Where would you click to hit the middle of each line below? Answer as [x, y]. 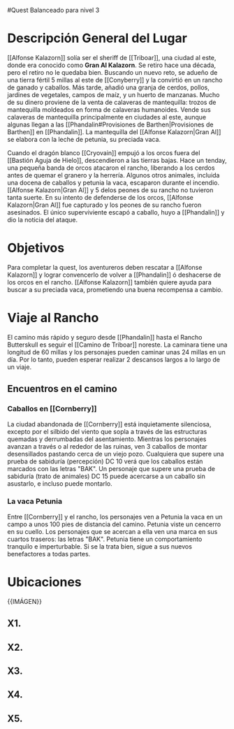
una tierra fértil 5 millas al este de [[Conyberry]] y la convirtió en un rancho [115, 80]
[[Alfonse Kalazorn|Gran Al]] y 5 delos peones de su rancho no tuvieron [110, 190]
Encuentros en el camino [62, 389]
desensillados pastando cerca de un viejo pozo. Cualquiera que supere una [116, 454]
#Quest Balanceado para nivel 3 [53, 10]
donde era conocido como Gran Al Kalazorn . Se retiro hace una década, [112, 65]
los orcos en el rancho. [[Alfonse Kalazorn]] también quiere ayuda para [109, 282]
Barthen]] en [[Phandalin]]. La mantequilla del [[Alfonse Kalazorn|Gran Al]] [114, 131]
